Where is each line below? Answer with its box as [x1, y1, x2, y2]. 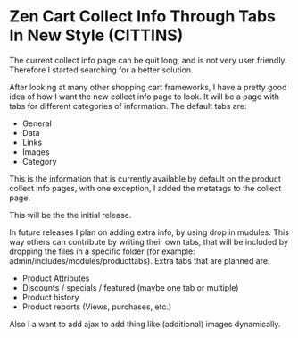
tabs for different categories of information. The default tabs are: [9, 100, 247, 111]
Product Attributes [21, 273, 90, 283]
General [21, 118, 52, 129]
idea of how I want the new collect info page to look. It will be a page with [9, 91, 279, 102]
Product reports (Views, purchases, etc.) [21, 301, 172, 312]
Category [21, 156, 57, 166]
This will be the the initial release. [9, 209, 132, 220]
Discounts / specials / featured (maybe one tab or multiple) [21, 282, 239, 292]
